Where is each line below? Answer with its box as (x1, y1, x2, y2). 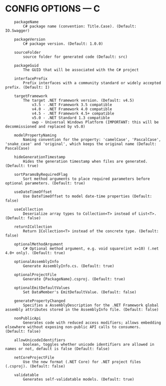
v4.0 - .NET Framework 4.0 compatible (31, 107, 112, 112)
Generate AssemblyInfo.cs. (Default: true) (23, 263, 114, 268)
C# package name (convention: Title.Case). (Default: (23, 23, 137, 29)
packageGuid (14, 63, 39, 68)
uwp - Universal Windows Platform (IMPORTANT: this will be (31, 120, 159, 125)
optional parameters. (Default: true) (5, 180, 85, 186)
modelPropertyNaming (14, 132, 57, 137)
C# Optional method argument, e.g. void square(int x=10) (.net (23, 246, 159, 251)
